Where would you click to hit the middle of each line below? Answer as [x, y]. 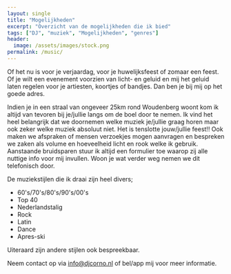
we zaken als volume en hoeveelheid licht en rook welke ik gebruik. [103, 144]
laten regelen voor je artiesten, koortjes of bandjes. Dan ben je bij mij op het [115, 86]
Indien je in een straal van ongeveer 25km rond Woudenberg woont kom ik [113, 107]
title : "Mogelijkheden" [41, 20]
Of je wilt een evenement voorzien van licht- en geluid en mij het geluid [108, 79]
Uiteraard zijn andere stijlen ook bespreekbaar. [73, 250]
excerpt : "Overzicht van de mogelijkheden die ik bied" [89, 26]
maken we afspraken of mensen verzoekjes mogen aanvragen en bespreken [116, 136]
